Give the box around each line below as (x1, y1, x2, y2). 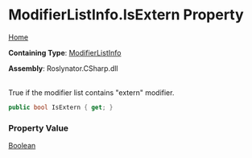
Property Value (8, 123, 69, 134)
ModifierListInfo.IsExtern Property (8, 6, 244, 24)
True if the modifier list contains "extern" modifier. (8, 87, 175, 98)
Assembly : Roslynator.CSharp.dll (8, 63, 118, 73)
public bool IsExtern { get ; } (8, 103, 114, 111)
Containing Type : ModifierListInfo (8, 48, 122, 57)
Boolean (8, 141, 36, 151)
